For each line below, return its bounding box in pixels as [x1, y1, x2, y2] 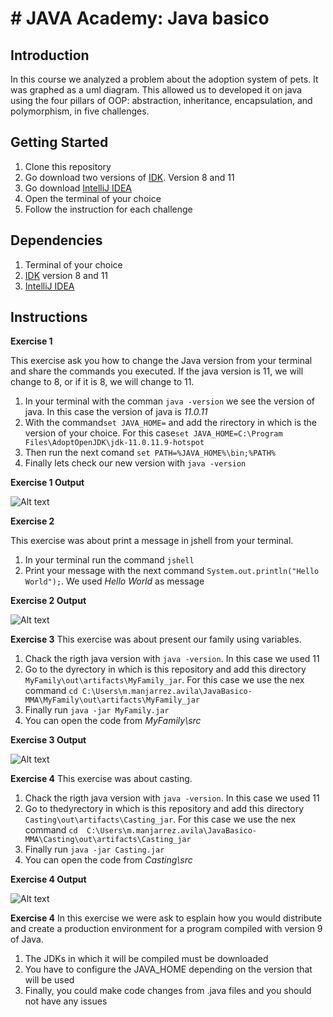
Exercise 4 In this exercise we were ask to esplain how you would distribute [10, 912, 323, 924]
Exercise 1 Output [10, 477, 85, 489]
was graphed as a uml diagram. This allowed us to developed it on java [10, 84, 303, 96]
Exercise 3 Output [10, 734, 87, 746]
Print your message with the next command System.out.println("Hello [24, 565, 320, 577]
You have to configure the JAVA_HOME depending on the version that [24, 963, 313, 976]
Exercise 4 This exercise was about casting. [10, 773, 193, 785]
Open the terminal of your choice [24, 192, 162, 204]
